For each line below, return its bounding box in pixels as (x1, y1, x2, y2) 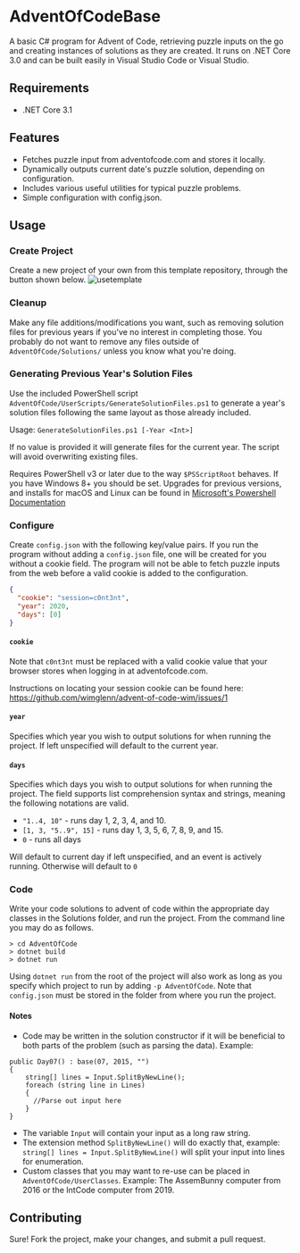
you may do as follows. (9, 923, 94, 933)
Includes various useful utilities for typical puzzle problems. (21, 182, 242, 193)
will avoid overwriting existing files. (9, 451, 138, 462)
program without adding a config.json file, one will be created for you (9, 549, 267, 560)
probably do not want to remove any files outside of (9, 336, 199, 347)
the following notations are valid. (9, 798, 129, 809)
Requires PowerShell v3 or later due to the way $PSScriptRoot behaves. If (9, 468, 279, 479)
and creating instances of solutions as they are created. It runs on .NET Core (9, 45, 291, 55)
